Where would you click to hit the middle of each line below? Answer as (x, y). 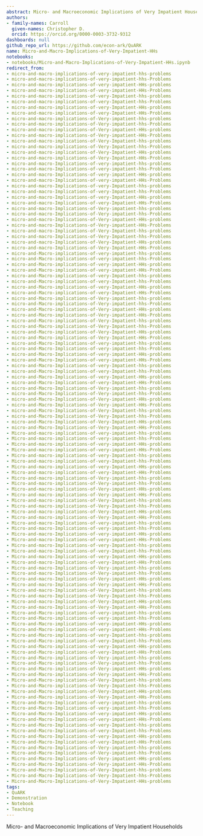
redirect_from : (25, 68)
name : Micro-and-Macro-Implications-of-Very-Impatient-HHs (82, 51)
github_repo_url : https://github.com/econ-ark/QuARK (74, 46)
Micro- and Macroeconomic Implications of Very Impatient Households (95, 826)
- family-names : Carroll (37, 23)
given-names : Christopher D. (48, 29)
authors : (17, 18)
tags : (13, 787)
